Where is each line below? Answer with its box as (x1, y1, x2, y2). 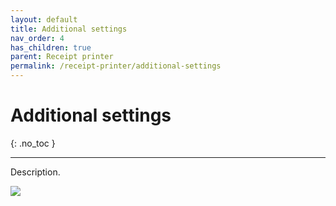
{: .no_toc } (10, 137, 56, 149)
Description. (10, 166, 61, 178)
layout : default (10, 14, 78, 25)
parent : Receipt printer (10, 52, 114, 62)
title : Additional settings (10, 24, 128, 34)
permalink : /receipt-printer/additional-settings (10, 61, 222, 71)
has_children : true (10, 42, 92, 53)
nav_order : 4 (10, 33, 65, 43)
